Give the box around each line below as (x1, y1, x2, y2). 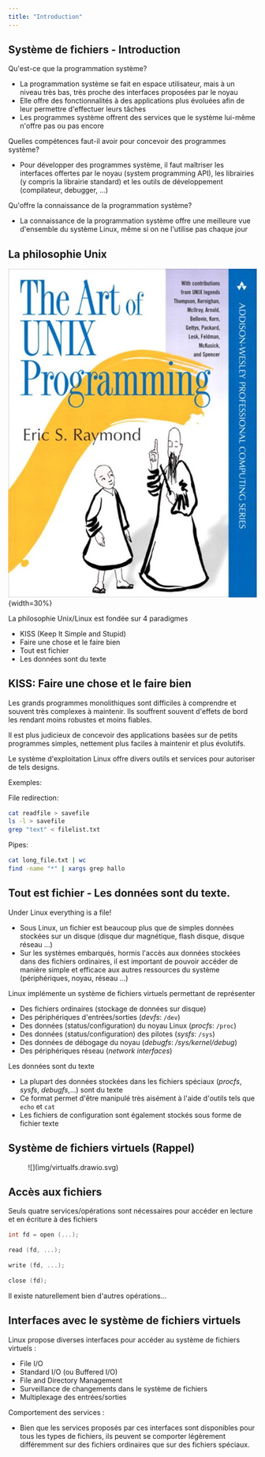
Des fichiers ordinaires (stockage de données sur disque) (19, 1004, 207, 1013)
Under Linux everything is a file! (8, 908, 112, 917)
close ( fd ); (8, 1277, 47, 1285)
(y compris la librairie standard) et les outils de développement (19, 177, 223, 187)
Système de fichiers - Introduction (8, 43, 181, 57)
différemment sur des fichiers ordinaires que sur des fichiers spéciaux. (19, 1440, 250, 1449)
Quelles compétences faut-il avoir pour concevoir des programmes (8, 137, 226, 146)
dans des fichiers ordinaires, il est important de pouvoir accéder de (19, 957, 238, 966)
